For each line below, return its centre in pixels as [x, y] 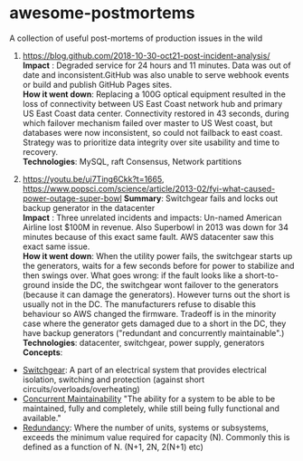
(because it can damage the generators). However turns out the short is [156, 294]
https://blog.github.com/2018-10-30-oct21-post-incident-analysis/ [146, 55]
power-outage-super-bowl [72, 198]
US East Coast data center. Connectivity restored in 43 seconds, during [156, 113]
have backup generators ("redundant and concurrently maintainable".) [153, 332]
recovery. [40, 151]
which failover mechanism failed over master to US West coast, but [147, 123]
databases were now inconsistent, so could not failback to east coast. [152, 132]
